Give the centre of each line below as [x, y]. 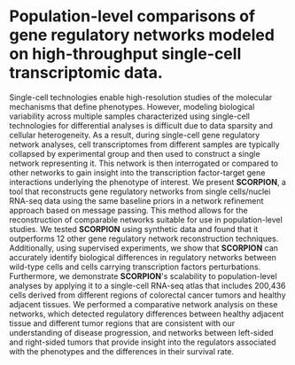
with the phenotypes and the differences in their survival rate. [122, 351]
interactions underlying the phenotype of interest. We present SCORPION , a [147, 182]
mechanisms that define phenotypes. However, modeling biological [132, 106]
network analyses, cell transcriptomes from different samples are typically [145, 144]
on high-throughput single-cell [125, 54]
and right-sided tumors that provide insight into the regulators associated [143, 342]
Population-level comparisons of [132, 16]
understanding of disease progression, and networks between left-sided [141, 332]
